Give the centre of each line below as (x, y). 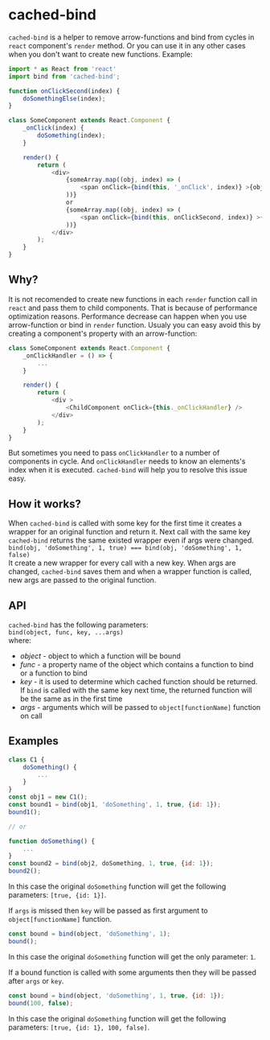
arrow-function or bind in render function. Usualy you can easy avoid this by (135, 324)
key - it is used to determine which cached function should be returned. (139, 681)
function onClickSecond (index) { (64, 91)
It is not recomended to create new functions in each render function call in (133, 299)
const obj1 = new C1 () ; (48, 797)
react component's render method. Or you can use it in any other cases (127, 45)
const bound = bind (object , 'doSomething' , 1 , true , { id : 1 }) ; (117, 996)
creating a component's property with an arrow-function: (103, 333)
